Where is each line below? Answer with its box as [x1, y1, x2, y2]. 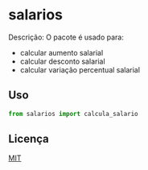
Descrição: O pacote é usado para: [8, 32, 125, 42]
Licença [8, 132, 50, 146]
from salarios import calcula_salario [8, 110, 138, 118]
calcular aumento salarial [19, 48, 104, 57]
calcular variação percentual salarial [19, 64, 141, 74]
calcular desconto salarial [19, 56, 106, 66]
